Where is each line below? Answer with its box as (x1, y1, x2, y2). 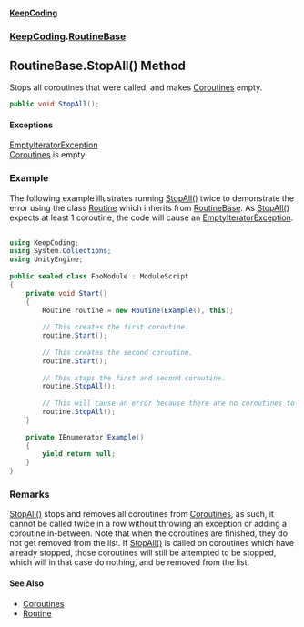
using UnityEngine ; (9, 255, 84, 264)
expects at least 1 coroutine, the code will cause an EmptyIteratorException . (9, 212, 294, 223)
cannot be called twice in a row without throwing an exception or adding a (9, 519, 288, 530)
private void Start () (25, 288, 107, 298)
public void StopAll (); (9, 100, 100, 109)
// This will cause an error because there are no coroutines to (42, 399, 296, 409)
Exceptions (9, 119, 53, 130)
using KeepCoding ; (9, 238, 79, 248)
